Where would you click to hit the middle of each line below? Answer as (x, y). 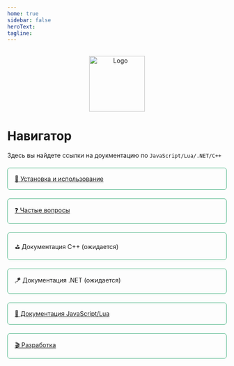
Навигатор (39, 136)
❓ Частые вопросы (42, 210)
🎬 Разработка (36, 345)
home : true (23, 14)
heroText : (22, 26)
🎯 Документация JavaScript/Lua (62, 314)
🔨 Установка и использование (59, 179)
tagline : (20, 33)
